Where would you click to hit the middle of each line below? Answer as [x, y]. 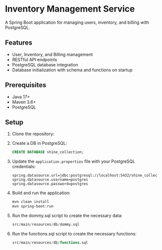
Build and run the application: [41, 193]
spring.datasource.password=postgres [50, 184]
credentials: [24, 167]
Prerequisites [26, 85]
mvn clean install [30, 202]
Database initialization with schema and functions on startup [72, 70]
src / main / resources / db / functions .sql [50, 242]
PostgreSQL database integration [45, 64]
